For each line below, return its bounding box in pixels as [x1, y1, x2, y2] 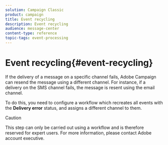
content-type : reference [5, 31, 57, 36]
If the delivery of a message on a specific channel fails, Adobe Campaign [5, 74, 156, 80]
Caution [5, 114, 22, 121]
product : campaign [5, 12, 44, 17]
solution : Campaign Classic [5, 7, 64, 13]
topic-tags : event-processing [5, 36, 69, 41]
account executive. [5, 135, 45, 141]
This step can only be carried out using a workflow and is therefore [5, 124, 144, 130]
